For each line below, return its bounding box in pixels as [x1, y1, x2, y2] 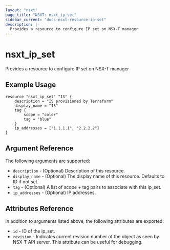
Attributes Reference [5, 204, 74, 213]
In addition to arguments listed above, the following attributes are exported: [5, 218, 164, 224]
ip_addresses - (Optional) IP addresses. [12, 189, 96, 196]
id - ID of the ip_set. [12, 228, 55, 234]
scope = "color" [24, 112, 58, 117]
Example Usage [5, 81, 56, 89]
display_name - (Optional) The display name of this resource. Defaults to [12, 173, 165, 179]
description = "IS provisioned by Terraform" [14, 99, 114, 104]
